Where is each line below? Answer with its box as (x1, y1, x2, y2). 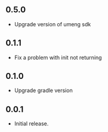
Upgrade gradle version (14, 87, 73, 94)
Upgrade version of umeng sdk (14, 20, 91, 27)
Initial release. (14, 120, 49, 127)
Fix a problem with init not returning (14, 54, 102, 61)
